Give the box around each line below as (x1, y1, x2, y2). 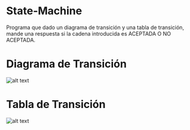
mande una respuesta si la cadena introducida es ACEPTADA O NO (6, 30, 171, 37)
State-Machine (6, 4, 82, 18)
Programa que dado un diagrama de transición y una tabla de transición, (6, 24, 184, 31)
